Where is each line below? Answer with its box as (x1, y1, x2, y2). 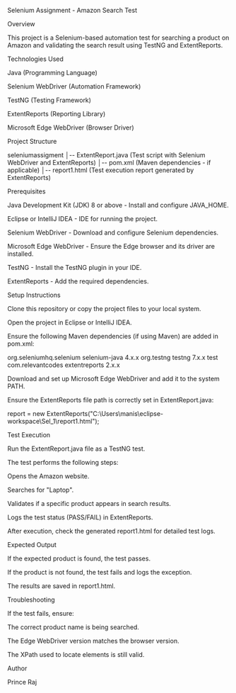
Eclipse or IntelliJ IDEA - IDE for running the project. (7, 215, 158, 222)
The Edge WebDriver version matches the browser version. (7, 637, 179, 645)
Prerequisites (7, 187, 46, 196)
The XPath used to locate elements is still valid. (7, 650, 145, 658)
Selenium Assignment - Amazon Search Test (7, 6, 138, 14)
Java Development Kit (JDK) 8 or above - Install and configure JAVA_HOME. (7, 201, 229, 209)
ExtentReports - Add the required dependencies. (7, 277, 149, 286)
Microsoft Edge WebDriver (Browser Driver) (7, 123, 134, 132)
